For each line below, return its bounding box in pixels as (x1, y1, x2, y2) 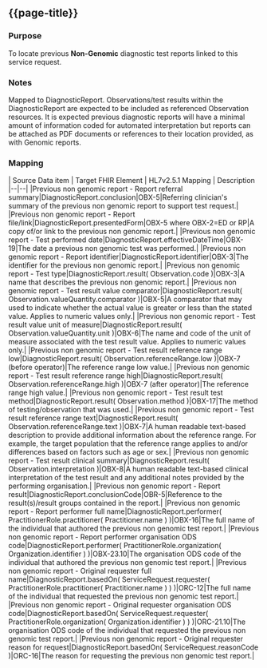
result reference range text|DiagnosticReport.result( (8, 413, 179, 423)
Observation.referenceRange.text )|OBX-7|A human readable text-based (8, 422, 246, 431)
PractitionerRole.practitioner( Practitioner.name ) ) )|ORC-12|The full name (8, 583, 251, 593)
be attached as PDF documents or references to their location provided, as (8, 129, 253, 138)
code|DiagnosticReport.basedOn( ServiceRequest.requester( (8, 609, 209, 618)
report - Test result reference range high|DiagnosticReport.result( (8, 371, 223, 380)
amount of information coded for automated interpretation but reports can (8, 120, 251, 130)
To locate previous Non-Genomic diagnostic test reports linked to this (8, 48, 238, 58)
